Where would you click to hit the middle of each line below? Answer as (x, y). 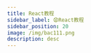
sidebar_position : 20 (38, 26)
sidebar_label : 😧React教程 (45, 20)
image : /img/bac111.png (41, 33)
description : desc (33, 39)
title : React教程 (31, 13)
